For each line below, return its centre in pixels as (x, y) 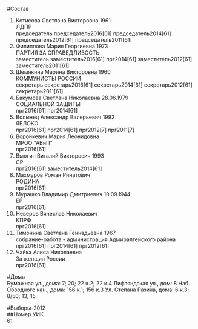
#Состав (18, 9)
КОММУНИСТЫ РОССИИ (48, 78)
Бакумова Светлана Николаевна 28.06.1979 (72, 98)
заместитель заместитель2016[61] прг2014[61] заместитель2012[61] (104, 59)
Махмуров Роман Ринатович (53, 175)
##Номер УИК (25, 314)
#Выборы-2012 (26, 308)
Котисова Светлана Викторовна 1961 (63, 20)
